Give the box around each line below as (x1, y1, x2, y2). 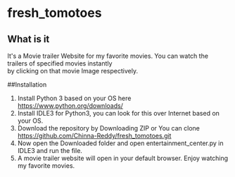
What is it (7, 33, 50, 45)
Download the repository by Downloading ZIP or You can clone (17, 124, 201, 132)
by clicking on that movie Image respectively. (7, 67, 139, 75)
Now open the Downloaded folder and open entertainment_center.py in (17, 139, 224, 147)
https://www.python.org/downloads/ (17, 102, 123, 110)
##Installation (7, 80, 47, 89)
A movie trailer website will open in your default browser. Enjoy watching (17, 154, 229, 162)
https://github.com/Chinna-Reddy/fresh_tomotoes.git (17, 132, 172, 140)
